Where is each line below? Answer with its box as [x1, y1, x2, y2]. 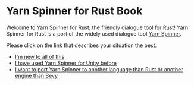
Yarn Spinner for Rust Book [6, 4, 143, 18]
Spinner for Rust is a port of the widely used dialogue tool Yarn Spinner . [6, 30, 182, 37]
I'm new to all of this [14, 53, 65, 60]
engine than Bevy [14, 72, 58, 79]
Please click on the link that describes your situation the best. [6, 42, 157, 49]
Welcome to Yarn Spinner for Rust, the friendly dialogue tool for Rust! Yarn [6, 24, 189, 31]
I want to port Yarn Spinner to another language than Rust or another [14, 65, 183, 73]
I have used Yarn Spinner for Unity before [14, 59, 117, 67]
